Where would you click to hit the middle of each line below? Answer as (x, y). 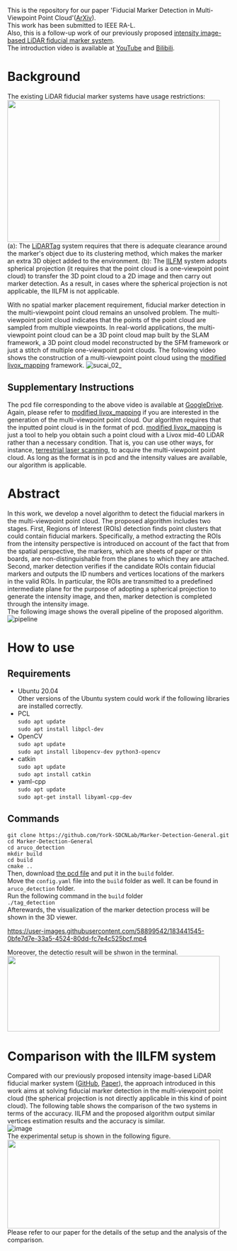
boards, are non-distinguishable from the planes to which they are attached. (118, 558)
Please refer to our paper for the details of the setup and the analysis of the (117, 1233)
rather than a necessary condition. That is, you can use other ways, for (110, 442)
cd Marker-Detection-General (50, 841)
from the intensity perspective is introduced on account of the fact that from (118, 543)
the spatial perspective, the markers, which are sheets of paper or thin (110, 551)
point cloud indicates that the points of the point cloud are (122, 319)
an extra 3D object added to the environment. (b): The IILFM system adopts (117, 261)
